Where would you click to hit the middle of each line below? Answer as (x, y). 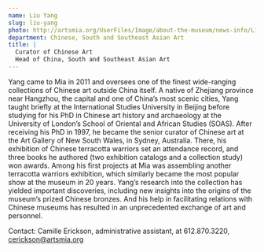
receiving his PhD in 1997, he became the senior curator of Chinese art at (126, 132)
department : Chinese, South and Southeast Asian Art (96, 37)
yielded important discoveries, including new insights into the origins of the (130, 191)
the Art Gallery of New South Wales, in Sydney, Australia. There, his (117, 140)
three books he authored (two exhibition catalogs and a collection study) (126, 157)
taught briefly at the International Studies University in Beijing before (119, 106)
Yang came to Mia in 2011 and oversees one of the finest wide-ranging (122, 82)
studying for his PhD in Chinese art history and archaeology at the (115, 115)
